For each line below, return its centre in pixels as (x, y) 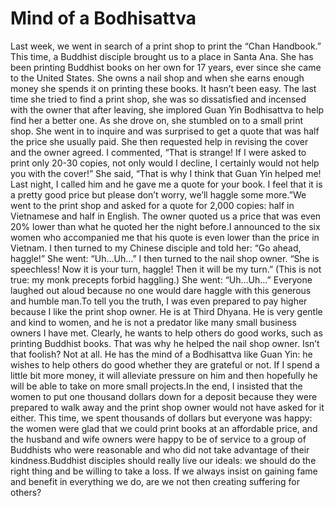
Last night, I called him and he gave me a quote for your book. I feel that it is (166, 184)
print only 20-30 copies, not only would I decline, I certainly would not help (165, 163)
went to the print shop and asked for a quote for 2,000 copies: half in (152, 205)
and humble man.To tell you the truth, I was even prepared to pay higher (159, 301)
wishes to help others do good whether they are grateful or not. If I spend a (165, 364)
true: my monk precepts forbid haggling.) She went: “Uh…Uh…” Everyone (161, 279)
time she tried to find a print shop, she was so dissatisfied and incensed (158, 99)
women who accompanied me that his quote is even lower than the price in (165, 237)
